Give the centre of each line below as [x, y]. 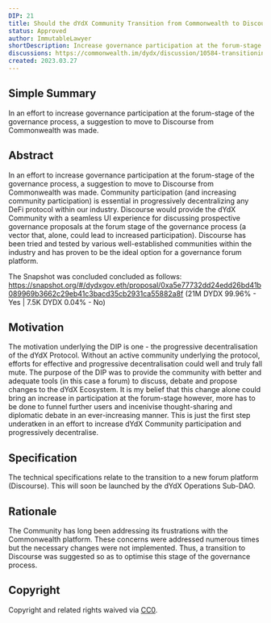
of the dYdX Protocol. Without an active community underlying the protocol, [134, 355]
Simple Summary [52, 94]
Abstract [31, 155]
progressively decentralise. [54, 433]
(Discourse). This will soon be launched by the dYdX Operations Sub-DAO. [132, 486]
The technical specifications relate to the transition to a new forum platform [133, 478]
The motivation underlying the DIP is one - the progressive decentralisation [133, 347]
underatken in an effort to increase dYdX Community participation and [125, 424]
